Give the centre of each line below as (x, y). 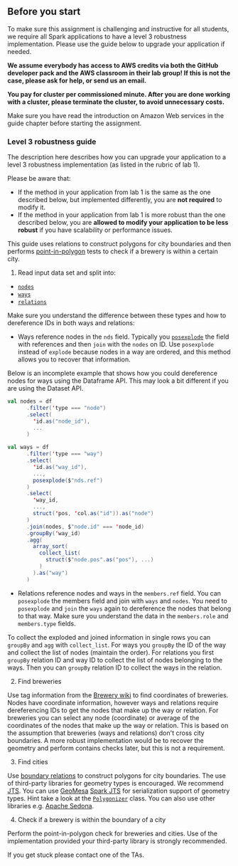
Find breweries (39, 681)
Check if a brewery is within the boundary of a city (92, 819)
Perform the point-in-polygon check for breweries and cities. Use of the (113, 833)
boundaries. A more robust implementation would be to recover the (106, 740)
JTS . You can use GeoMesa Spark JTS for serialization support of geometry (119, 791)
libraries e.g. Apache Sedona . (51, 806)
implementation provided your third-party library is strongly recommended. (117, 841)
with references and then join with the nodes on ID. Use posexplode (116, 344)
